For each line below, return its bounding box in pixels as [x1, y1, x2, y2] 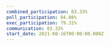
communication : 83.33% [6, 25, 63, 32]
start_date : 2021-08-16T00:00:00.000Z [6, 31, 104, 37]
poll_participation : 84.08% [6, 14, 77, 20]
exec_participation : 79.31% [6, 20, 77, 26]
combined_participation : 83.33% [6, 8, 88, 15]
